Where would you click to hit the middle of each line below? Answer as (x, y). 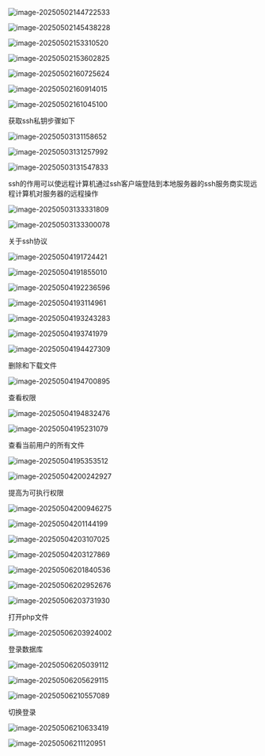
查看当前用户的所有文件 (46, 445)
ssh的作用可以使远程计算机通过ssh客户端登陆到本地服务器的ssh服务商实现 (129, 183)
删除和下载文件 (32, 365)
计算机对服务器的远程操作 (57, 193)
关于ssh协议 (28, 241)
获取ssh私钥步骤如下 (42, 120)
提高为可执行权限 (36, 493)
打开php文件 (28, 617)
